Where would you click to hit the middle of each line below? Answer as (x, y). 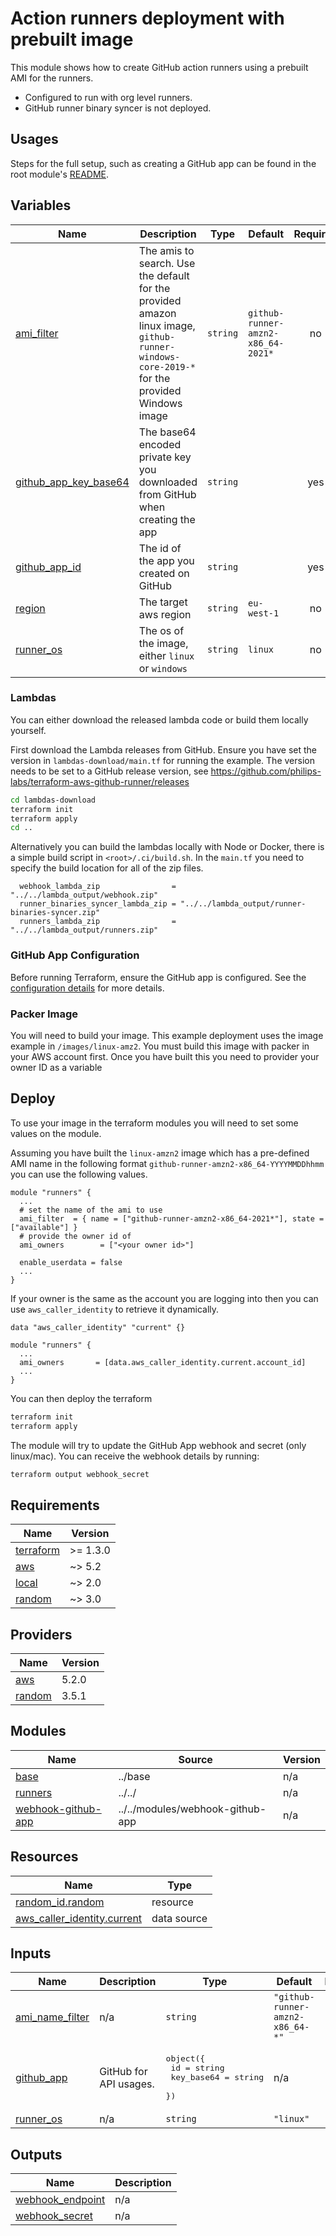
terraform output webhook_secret (80, 1474)
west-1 (264, 613)
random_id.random (60, 1902)
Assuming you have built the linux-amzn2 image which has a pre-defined (160, 1153)
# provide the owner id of (75, 1236)
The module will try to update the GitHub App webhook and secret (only (158, 1445)
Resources (44, 1857)
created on (164, 573)
